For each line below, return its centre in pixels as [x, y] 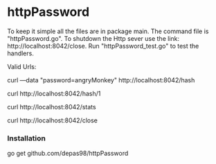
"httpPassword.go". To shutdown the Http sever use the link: [93, 38]
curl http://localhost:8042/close [53, 120]
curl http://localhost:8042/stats [52, 107]
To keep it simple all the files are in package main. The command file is [108, 31]
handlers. [21, 53]
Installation [27, 138]
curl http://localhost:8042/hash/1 [54, 93]
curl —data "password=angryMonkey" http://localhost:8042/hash [101, 80]
